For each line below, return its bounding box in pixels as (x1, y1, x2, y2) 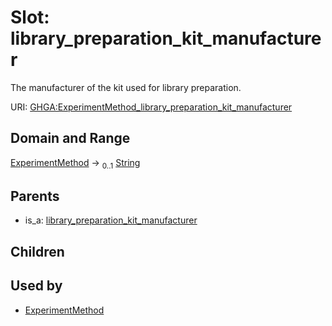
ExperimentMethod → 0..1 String (10, 156, 141, 171)
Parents (10, 187, 60, 205)
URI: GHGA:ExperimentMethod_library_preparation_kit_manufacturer (10, 101, 293, 113)
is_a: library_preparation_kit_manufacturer (24, 214, 198, 226)
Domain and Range (10, 130, 131, 147)
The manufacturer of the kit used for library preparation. (10, 81, 242, 93)
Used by (10, 277, 63, 295)
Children (10, 243, 65, 260)
